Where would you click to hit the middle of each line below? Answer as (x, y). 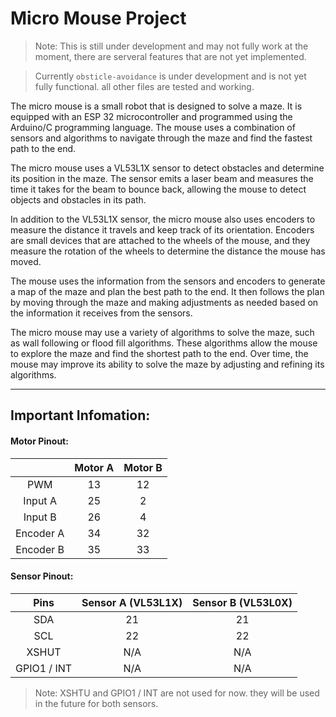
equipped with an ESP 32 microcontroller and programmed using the (151, 116)
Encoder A (40, 533)
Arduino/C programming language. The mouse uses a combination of (153, 127)
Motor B (143, 467)
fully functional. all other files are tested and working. (144, 86)
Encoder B (40, 549)
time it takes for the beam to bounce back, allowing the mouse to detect (158, 189)
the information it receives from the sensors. (101, 313)
